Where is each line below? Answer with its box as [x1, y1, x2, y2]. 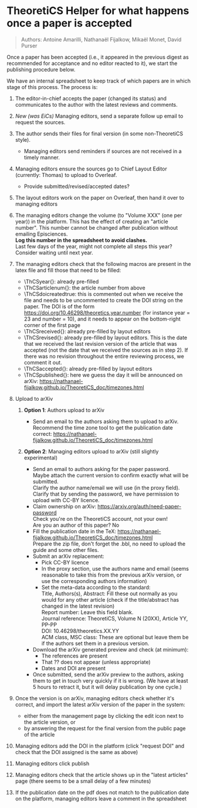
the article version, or [23, 718, 76, 725]
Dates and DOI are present [41, 664, 106, 671]
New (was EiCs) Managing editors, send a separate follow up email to [15, 112, 184, 120]
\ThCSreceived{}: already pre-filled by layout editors [23, 328, 151, 335]
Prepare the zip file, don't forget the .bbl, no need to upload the [32, 540, 186, 547]
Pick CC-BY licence [41, 558, 90, 566]
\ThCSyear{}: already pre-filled [23, 278, 99, 285]
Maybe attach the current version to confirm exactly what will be [32, 472, 189, 479]
